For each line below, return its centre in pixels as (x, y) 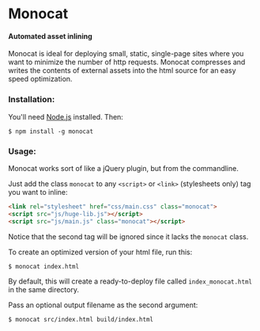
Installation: (32, 100)
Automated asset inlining (50, 36)
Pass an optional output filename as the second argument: (103, 305)
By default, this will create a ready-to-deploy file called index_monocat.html (130, 281)
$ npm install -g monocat (51, 131)
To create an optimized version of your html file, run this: (100, 252)
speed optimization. (40, 79)
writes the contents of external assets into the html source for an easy (122, 70)
